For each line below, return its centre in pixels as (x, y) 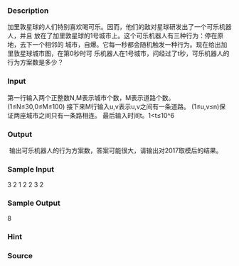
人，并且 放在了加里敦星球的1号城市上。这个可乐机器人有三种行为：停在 (112, 36)
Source (20, 256)
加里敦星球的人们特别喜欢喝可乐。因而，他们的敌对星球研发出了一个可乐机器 (119, 27)
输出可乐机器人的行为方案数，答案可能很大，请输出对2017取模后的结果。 (116, 150)
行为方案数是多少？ (36, 62)
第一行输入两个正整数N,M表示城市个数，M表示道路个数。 (91, 97)
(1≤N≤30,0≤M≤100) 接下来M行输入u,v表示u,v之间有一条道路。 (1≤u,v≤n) (113, 106)
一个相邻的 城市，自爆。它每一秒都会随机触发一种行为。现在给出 (126, 45)
